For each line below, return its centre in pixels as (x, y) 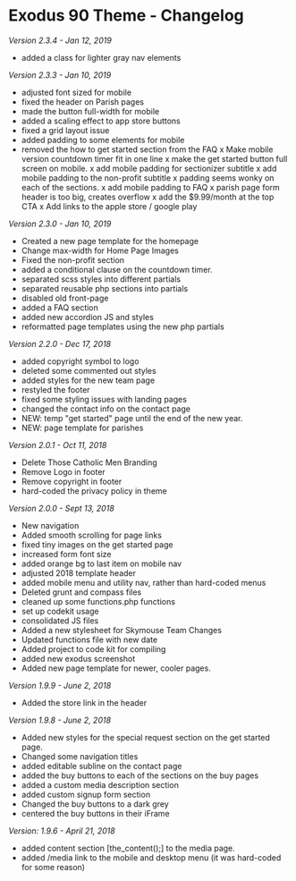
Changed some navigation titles (80, 756)
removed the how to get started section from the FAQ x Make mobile (147, 149)
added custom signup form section (86, 794)
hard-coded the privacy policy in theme (94, 491)
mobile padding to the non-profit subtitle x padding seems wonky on (148, 178)
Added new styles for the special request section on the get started (145, 737)
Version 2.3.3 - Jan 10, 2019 (60, 75)
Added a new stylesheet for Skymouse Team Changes (122, 630)
